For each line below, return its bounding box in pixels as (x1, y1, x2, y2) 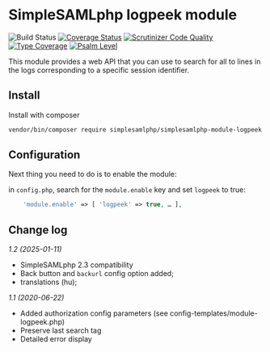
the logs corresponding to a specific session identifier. (8, 65, 190, 74)
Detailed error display (19, 334, 93, 344)
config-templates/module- (169, 308, 258, 318)
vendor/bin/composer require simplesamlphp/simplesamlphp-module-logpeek (8, 125, 263, 134)
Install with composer (8, 110, 80, 119)
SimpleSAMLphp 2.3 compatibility (19, 260, 133, 270)
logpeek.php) (19, 317, 65, 327)
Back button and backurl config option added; (19, 269, 174, 279)
